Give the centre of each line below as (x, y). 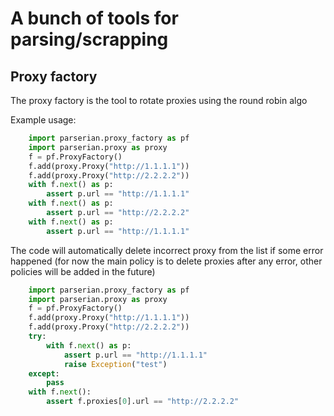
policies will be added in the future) (83, 271)
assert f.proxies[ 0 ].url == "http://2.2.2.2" (143, 402)
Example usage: (43, 120)
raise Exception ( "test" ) (115, 364)
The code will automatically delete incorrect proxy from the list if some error (167, 250)
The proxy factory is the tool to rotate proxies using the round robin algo (159, 100)
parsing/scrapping (89, 39)
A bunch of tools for (94, 18)
